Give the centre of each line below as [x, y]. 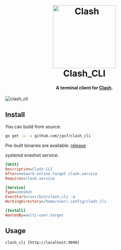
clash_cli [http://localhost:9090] [42, 242]
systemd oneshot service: [32, 155]
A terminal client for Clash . [84, 87]
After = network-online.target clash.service [51, 174]
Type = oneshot [19, 192]
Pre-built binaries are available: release [46, 146]
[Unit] [12, 165]
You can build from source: [33, 127]
